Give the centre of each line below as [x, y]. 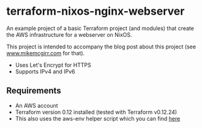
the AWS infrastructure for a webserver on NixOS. [69, 34]
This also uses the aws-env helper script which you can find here [98, 118]
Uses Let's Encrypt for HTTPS [53, 65]
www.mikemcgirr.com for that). [46, 53]
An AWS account [36, 105]
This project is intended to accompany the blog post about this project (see [101, 47]
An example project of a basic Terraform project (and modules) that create [100, 28]
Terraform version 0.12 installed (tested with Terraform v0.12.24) [96, 112]
